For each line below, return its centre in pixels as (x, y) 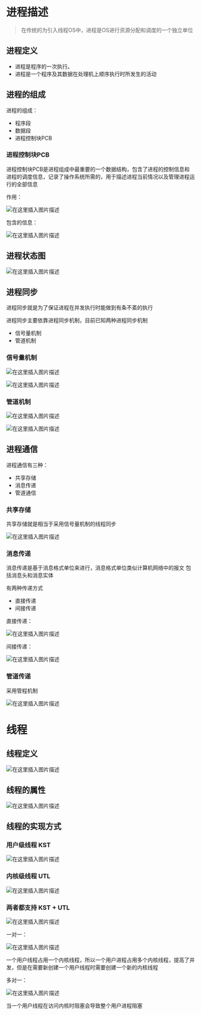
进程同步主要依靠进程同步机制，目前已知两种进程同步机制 (77, 320)
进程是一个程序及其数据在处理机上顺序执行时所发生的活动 (86, 74)
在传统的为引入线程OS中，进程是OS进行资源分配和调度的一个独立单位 (107, 30)
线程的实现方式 (34, 826)
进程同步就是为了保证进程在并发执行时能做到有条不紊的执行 (80, 308)
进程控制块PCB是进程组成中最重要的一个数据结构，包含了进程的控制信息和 (98, 169)
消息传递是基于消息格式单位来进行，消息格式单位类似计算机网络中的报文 (95, 568)
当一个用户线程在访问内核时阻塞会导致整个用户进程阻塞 (74, 1005)
